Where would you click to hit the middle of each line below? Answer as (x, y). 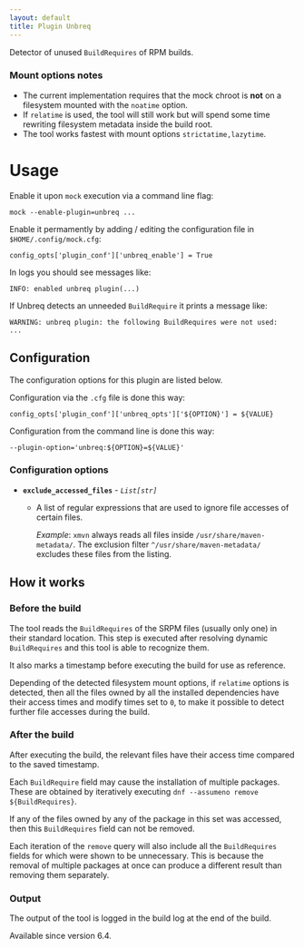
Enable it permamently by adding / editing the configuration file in (132, 229)
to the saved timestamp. (54, 764)
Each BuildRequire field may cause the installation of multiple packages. (145, 782)
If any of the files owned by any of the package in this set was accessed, (146, 818)
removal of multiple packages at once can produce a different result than (146, 865)
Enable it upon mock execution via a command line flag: (112, 195)
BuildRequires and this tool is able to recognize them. (109, 647)
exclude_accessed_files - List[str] (90, 490)
